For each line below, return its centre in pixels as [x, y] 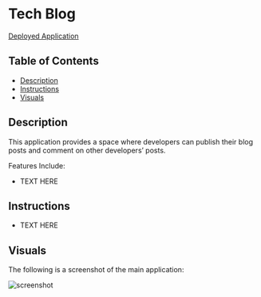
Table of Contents [54, 61]
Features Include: [37, 165]
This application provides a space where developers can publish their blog [131, 141]
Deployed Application [43, 36]
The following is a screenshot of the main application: [96, 270]
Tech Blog [42, 14]
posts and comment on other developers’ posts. [87, 150]
